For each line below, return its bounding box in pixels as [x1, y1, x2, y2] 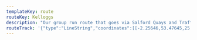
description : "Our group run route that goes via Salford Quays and [6, 19, 177, 25]
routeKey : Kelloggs [6, 14, 54, 20]
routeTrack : [6, 25, 35, 31]
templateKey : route [6, 8, 54, 15]
